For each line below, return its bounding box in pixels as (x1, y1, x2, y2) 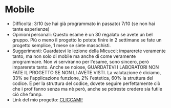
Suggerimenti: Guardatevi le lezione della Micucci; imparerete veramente (12, 48, 166, 54)
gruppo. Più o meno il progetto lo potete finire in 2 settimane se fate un (12, 37, 162, 43)
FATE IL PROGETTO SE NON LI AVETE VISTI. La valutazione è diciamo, (12, 69, 161, 75)
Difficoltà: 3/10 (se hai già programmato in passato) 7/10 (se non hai (12, 20, 155, 27)
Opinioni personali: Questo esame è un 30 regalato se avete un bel (12, 31, 153, 37)
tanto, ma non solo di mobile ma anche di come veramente (12, 53, 136, 59)
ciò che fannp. (12, 91, 43, 97)
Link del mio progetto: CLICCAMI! (12, 96, 83, 103)
